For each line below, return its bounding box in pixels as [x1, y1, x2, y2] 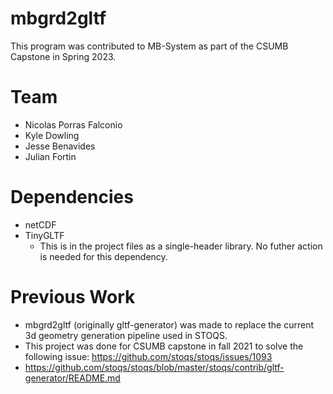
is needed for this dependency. [39, 250, 168, 262]
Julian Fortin [24, 150, 77, 162]
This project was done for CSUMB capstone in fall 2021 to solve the [24, 340, 304, 352]
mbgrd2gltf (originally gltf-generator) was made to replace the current [24, 318, 315, 331]
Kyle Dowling [24, 129, 80, 141]
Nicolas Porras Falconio [24, 118, 123, 131]
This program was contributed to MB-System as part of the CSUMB [10, 40, 289, 52]
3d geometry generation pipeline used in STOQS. [24, 329, 228, 341]
